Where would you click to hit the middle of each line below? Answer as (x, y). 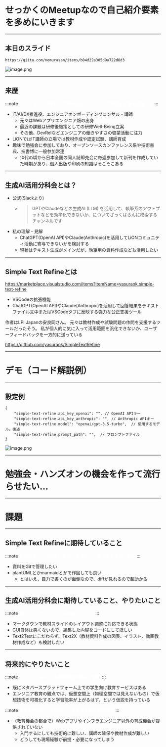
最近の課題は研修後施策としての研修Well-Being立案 (72, 126)
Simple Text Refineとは (41, 272)
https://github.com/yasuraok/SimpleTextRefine (53, 345)
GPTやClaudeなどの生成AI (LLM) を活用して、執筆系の (87, 209)
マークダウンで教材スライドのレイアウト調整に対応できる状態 (75, 624)
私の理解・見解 (27, 232)
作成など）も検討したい (41, 642)
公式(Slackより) (28, 198)
